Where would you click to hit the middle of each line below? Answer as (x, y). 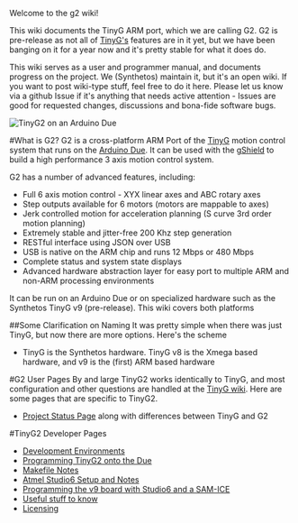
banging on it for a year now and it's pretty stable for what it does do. (138, 50)
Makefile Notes (50, 470)
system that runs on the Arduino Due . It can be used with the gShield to (142, 150)
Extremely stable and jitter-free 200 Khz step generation (127, 233)
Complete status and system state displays (102, 261)
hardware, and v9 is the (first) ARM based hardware (118, 362)
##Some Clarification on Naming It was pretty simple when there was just (146, 325)
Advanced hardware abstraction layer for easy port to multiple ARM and (156, 271)
